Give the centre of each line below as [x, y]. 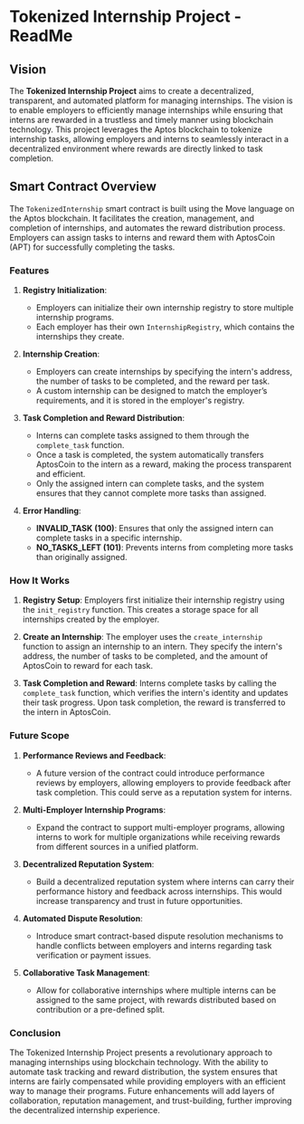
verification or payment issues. [94, 955]
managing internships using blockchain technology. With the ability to [139, 1062]
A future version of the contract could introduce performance [150, 773]
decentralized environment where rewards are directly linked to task [136, 148]
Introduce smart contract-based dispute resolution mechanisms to [159, 936]
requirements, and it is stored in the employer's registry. [140, 401]
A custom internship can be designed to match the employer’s [152, 391]
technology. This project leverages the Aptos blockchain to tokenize [136, 129]
